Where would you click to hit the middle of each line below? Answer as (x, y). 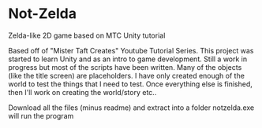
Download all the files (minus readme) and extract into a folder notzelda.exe (131, 108)
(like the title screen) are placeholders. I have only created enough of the (126, 75)
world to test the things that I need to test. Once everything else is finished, (130, 84)
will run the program (41, 115)
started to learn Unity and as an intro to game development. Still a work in (128, 59)
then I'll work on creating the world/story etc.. (82, 92)
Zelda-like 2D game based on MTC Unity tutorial (87, 35)
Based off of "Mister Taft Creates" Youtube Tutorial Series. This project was (131, 50)
